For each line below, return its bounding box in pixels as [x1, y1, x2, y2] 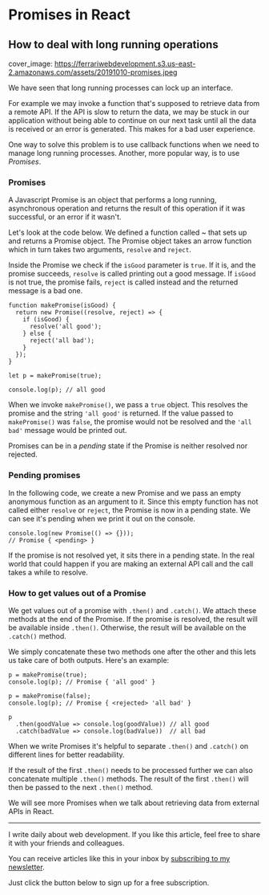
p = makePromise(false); [8, 692, 91, 700]
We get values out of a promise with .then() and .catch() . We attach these [8, 605, 257, 615]
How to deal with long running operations [8, 38, 219, 51]
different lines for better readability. [8, 750, 126, 759]
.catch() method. [8, 631, 66, 640]
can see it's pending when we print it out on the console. [8, 513, 196, 523]
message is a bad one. [8, 286, 83, 296]
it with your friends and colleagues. [8, 838, 125, 848]
